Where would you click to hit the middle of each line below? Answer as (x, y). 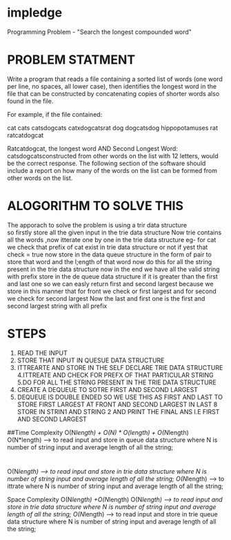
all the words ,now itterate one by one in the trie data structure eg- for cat (112, 239)
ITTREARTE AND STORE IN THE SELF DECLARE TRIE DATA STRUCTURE (120, 367)
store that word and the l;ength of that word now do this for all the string (110, 261)
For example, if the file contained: (55, 114)
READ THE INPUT (42, 353)
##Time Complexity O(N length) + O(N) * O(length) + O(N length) (98, 432)
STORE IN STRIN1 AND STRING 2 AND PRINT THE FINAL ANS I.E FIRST (118, 411)
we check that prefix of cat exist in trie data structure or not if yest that (108, 247)
